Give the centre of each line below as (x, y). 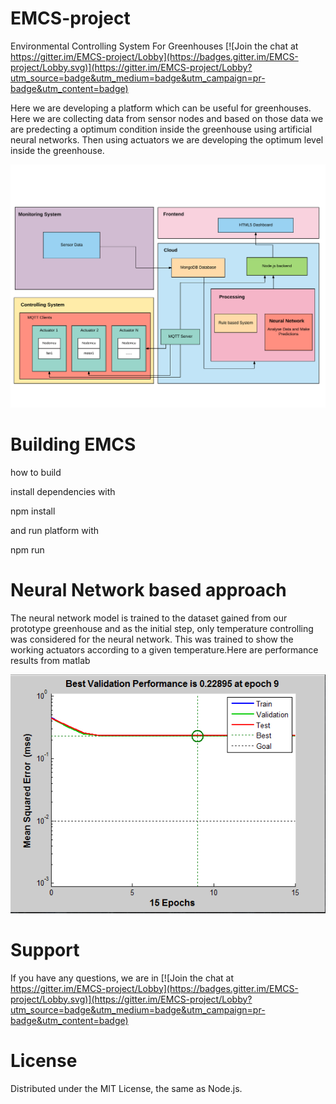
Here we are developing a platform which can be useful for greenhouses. (161, 108)
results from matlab (50, 661)
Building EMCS (73, 444)
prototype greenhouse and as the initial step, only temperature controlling (162, 629)
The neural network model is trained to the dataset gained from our (149, 618)
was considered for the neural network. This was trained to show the (152, 639)
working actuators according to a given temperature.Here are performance (164, 650)
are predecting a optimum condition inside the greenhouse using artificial (161, 129)
